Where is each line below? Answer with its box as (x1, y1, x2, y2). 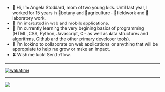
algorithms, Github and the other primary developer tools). (12, 36, 130, 42)
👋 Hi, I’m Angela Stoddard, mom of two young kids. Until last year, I (12, 5, 148, 10)
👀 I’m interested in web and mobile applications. (12, 20, 110, 26)
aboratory (12, 15, 33, 21)
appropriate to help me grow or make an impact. (12, 46, 110, 52)
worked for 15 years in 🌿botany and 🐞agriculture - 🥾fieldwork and (12, 10, 145, 16)
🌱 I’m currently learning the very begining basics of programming (12, 25, 144, 31)
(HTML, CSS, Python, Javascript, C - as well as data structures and (12, 31, 148, 36)
